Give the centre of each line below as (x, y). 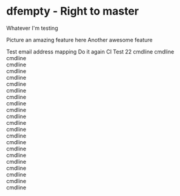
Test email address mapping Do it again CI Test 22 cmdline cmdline (90, 51)
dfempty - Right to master (73, 11)
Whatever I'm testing (32, 28)
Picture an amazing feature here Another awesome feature (79, 40)
